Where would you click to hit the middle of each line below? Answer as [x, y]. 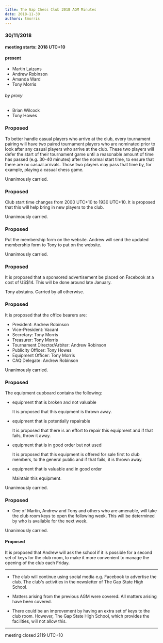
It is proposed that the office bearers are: [46, 315]
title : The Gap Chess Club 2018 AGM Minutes [51, 9]
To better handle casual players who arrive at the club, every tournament [78, 139]
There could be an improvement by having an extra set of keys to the [81, 611]
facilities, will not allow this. [39, 621]
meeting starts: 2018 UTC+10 [35, 47]
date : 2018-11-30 [23, 14]
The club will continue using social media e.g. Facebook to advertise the [84, 577]
